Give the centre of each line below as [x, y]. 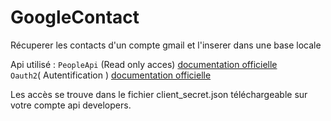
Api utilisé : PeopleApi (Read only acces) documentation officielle [144, 64]
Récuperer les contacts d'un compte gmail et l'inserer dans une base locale [166, 45]
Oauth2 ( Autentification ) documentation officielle [111, 75]
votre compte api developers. [71, 105]
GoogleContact [75, 17]
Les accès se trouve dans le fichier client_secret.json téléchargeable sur [159, 94]
